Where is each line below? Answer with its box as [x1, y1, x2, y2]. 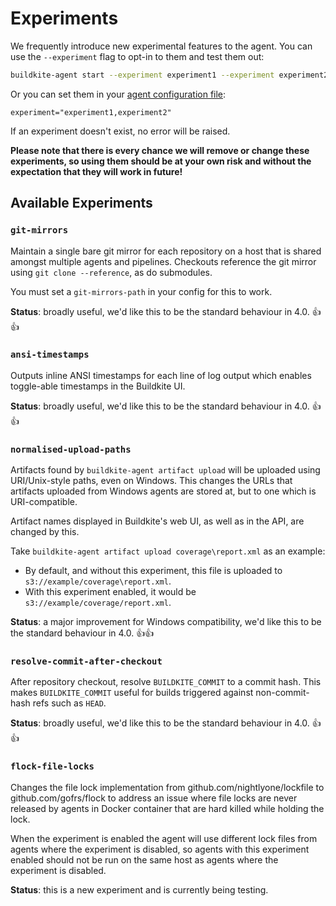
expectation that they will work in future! [10, 165, 183, 177]
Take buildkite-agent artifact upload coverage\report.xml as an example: [10, 545, 326, 557]
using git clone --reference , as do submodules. [10, 266, 213, 278]
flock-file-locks [10, 761, 95, 772]
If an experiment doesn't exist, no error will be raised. [10, 125, 231, 137]
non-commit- [255, 687, 310, 699]
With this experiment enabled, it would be [24, 586, 197, 598]
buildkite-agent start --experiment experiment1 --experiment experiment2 [10, 70, 329, 80]
